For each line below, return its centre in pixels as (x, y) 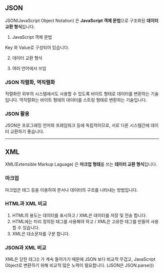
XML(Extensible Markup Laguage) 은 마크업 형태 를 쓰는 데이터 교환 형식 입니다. (81, 164)
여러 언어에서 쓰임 (29, 68)
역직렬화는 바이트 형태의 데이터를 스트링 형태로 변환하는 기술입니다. (83, 100)
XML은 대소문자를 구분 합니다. (41, 234)
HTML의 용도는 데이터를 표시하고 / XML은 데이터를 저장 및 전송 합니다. (80, 215)
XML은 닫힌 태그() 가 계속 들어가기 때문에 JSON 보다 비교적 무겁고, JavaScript (80, 259)
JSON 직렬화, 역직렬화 (30, 82)
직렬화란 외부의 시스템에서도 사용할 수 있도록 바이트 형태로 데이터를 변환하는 (77, 94)
